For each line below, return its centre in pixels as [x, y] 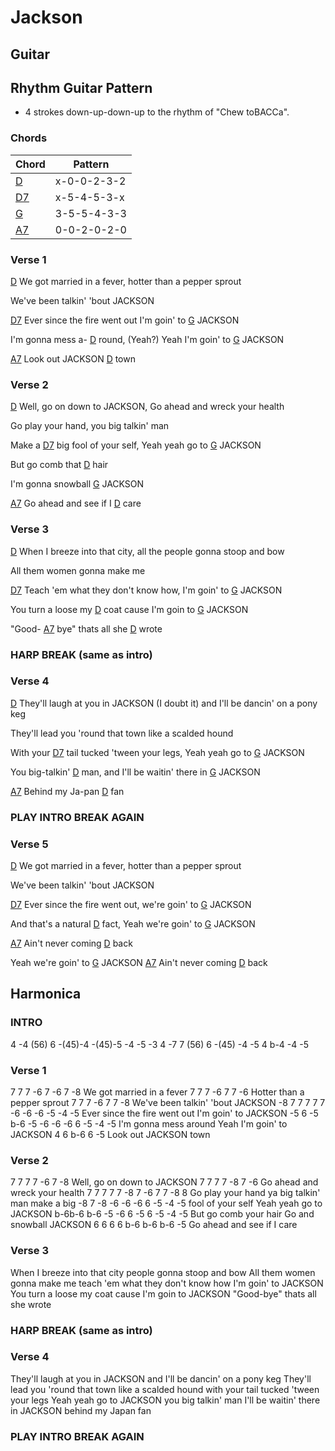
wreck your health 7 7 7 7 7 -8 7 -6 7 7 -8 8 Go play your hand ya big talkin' [165, 1193]
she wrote [31, 1304]
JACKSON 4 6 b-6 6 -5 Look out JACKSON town [110, 1134]
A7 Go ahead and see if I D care [76, 503]
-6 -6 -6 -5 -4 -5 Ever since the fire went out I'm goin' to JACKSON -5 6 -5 [164, 1113]
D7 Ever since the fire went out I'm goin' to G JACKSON [125, 320]
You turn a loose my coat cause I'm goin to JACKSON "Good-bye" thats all [163, 1293]
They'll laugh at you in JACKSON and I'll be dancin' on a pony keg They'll [161, 1378]
